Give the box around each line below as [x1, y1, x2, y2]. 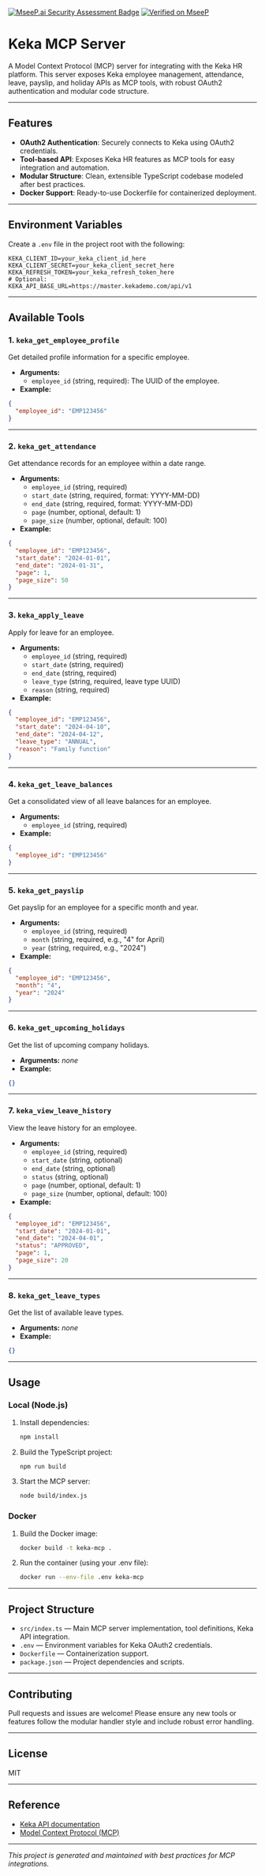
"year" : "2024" [15, 989, 65, 996]
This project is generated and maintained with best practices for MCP [8, 1850, 235, 1859]
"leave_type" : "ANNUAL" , [15, 738, 97, 746]
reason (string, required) [31, 685, 110, 694]
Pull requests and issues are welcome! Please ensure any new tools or [8, 1708, 237, 1717]
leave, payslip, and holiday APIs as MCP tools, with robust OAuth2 [8, 77, 223, 87]
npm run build [19, 1462, 66, 1470]
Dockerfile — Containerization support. [19, 1649, 149, 1658]
